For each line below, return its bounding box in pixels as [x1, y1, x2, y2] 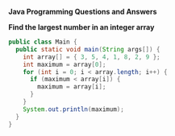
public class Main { [8, 38, 78, 46]
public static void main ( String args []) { [15, 45, 160, 53]
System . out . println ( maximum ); [23, 105, 125, 113]
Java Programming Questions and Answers [8, 7, 157, 16]
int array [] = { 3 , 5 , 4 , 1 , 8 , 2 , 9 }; [23, 52, 161, 61]
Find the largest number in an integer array [8, 23, 155, 31]
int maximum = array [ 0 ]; [23, 60, 106, 68]
